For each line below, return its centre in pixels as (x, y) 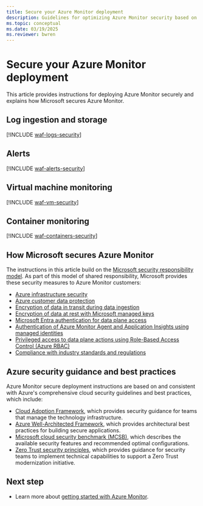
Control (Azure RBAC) (42, 346)
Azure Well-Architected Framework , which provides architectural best (102, 424)
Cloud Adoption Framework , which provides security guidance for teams (106, 411)
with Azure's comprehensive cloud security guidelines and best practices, (99, 392)
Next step (25, 482)
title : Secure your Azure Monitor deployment (65, 12)
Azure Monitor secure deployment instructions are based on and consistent (101, 386)
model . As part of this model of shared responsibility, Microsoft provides (97, 276)
